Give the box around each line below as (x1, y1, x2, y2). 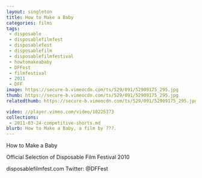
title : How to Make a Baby (6, 14, 74, 20)
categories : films (6, 20, 52, 26)
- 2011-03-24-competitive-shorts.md (8, 120, 101, 126)
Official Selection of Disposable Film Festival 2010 (6, 153, 130, 161)
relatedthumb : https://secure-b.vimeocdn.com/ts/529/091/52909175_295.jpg (6, 98, 198, 104)
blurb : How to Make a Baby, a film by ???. (6, 125, 117, 132)
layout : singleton (6, 8, 52, 15)
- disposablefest (8, 43, 52, 49)
